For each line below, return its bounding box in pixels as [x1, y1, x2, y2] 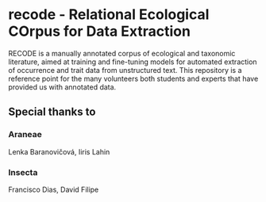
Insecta [8, 166, 38, 177]
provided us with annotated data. [8, 82, 117, 92]
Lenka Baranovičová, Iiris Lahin [8, 147, 110, 156]
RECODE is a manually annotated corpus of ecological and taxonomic [8, 48, 236, 58]
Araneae [8, 129, 42, 140]
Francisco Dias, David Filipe [8, 185, 99, 194]
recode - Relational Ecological [8, 6, 210, 24]
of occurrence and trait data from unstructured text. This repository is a [8, 65, 242, 74]
